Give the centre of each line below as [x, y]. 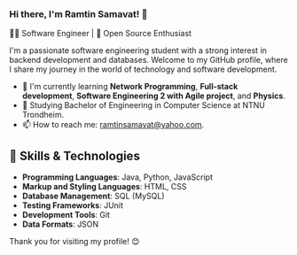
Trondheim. [43, 115]
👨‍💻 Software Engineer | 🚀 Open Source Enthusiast [101, 34]
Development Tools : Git [66, 215]
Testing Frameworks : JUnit [73, 205]
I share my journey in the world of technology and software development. [143, 69]
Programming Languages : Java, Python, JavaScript [117, 177]
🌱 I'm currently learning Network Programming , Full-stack [130, 87]
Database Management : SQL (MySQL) [94, 196]
